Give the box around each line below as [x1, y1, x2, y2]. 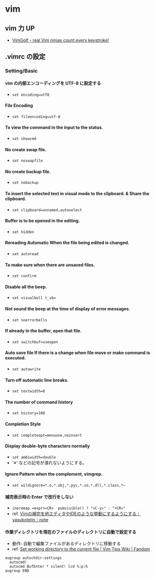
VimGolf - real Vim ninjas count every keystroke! [12, 38, 109, 43]
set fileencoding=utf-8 [12, 114, 61, 119]
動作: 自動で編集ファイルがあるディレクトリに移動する [12, 540, 121, 547]
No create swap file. [5, 146, 47, 152]
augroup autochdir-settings [5, 556, 62, 560]
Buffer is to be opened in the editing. [5, 218, 80, 224]
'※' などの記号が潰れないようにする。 [12, 459, 87, 465]
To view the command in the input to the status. [5, 124, 103, 130]
